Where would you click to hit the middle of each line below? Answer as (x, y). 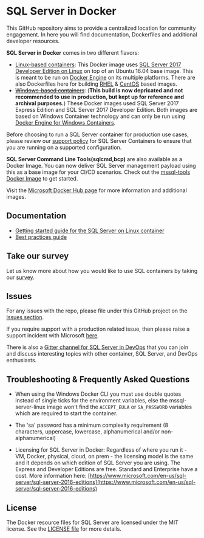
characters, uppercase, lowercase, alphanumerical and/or (87, 432)
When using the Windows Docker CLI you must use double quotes (98, 394)
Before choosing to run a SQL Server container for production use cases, (98, 134)
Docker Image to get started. (42, 178)
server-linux (30, 407)
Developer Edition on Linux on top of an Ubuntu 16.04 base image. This (104, 71)
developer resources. (33, 41)
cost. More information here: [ (53, 476)
